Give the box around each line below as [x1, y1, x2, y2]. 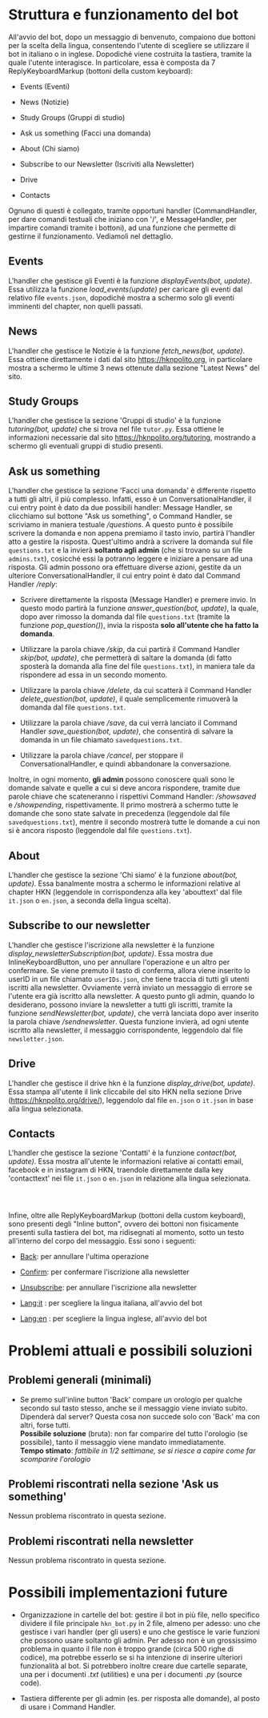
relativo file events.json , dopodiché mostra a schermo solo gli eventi [8, 292, 234, 302]
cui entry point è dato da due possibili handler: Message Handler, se [8, 503, 233, 513]
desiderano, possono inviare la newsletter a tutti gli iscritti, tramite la [8, 1000, 234, 1009]
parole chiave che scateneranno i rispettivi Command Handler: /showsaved [8, 791, 257, 802]
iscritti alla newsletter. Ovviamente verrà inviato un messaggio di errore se [8, 983, 253, 992]
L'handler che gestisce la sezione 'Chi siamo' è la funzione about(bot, [8, 871, 238, 879]
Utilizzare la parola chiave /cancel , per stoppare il [19, 750, 184, 760]
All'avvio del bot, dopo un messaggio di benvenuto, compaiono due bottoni [8, 32, 256, 42]
